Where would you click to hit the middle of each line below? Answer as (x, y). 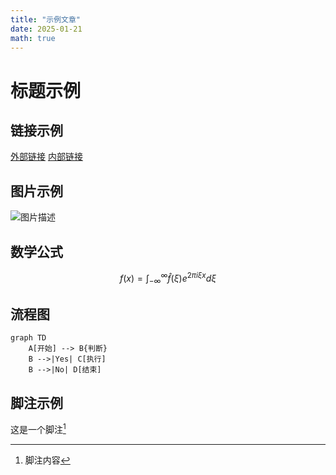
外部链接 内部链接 (46, 157)
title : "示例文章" (46, 19)
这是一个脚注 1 (38, 428)
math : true (33, 38)
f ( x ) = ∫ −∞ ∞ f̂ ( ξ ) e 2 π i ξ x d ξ (168, 278)
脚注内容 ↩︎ (47, 460)
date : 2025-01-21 (46, 29)
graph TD (28, 338)
